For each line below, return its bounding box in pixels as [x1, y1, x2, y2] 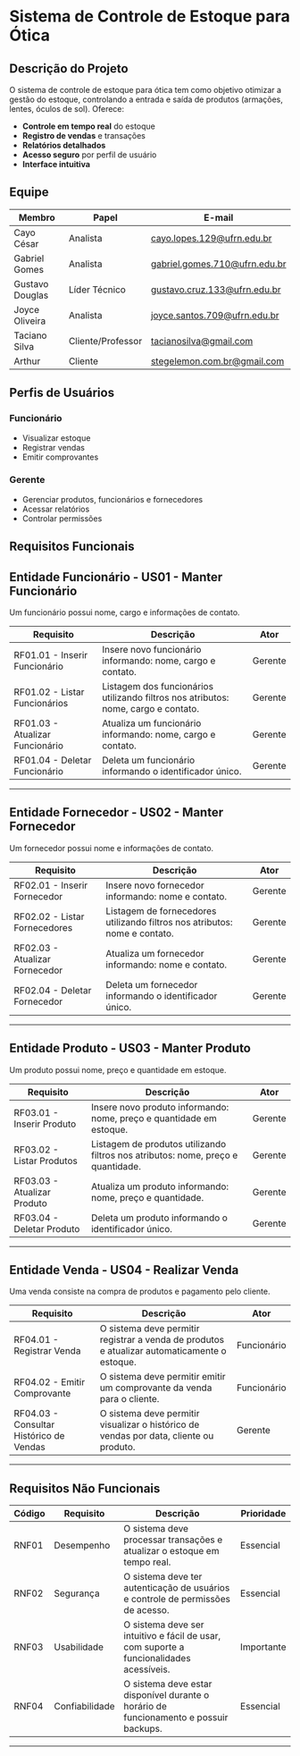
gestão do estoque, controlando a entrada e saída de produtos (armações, [9, 94, 284, 105]
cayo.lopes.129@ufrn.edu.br [150, 232, 272, 244]
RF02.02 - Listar [13, 910, 85, 923]
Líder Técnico [68, 283, 127, 296]
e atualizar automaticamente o [99, 1345, 227, 1357]
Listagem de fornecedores [105, 905, 217, 917]
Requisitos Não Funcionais [9, 1481, 161, 1496]
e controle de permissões [123, 1593, 230, 1606]
